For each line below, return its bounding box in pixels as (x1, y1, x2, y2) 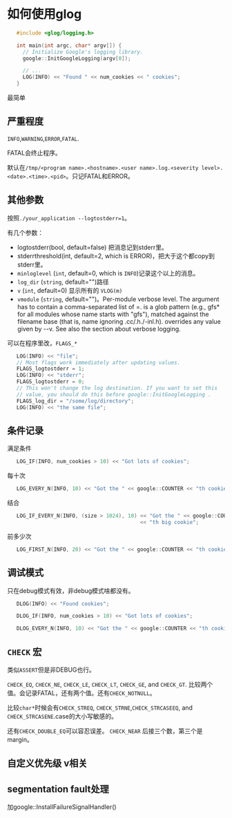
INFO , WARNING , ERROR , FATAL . (7, 134, 79, 142)
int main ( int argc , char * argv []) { (16, 42, 122, 49)
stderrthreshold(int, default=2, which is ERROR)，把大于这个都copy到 (17, 251, 215, 260)
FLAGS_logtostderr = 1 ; (16, 365, 85, 373)
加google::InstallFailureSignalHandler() (7, 803, 117, 811)
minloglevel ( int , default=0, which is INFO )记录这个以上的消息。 (17, 269, 200, 277)
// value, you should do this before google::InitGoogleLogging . (16, 391, 212, 398)
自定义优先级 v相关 (7, 757, 88, 770)
